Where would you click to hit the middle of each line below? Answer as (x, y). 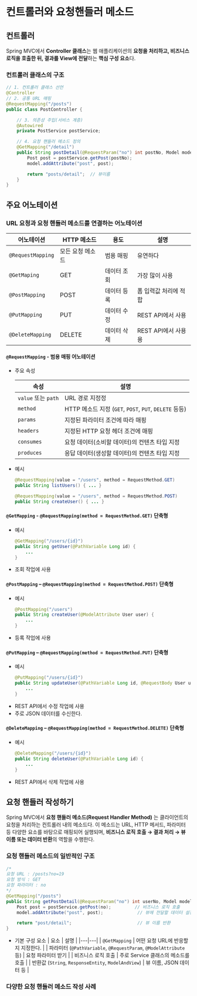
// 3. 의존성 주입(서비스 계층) (50, 120)
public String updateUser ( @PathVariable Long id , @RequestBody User (100, 683)
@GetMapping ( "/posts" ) (34, 896)
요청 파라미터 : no (26, 885)
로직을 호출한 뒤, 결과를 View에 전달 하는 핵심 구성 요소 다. (71, 58)
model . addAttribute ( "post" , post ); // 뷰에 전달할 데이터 (100, 912)
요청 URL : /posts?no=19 (35, 874)
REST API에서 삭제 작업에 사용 (50, 782)
